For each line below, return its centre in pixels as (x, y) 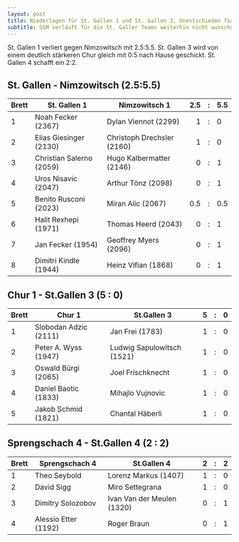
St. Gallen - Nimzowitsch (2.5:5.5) (84, 85)
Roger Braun (129, 523)
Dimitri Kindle (57, 261)
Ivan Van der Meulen (142, 498)
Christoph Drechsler (140, 138)
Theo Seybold (58, 475)
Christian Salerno (64, 158)
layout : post (27, 14)
